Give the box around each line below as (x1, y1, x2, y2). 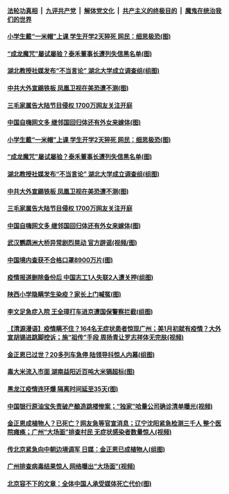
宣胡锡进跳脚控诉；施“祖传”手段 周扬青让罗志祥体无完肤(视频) (7, 334, 184, 342)
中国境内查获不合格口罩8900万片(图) (7, 256, 113, 264)
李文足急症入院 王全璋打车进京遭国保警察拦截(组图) (7, 307, 153, 315)
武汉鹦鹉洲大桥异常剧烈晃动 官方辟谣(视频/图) (7, 238, 137, 247)
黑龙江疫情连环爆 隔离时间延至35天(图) (7, 385, 119, 393)
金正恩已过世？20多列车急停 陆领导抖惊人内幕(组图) (7, 350, 155, 359)
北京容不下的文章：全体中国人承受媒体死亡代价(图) (7, 479, 152, 488)
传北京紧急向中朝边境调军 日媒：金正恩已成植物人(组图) (7, 445, 165, 453)
